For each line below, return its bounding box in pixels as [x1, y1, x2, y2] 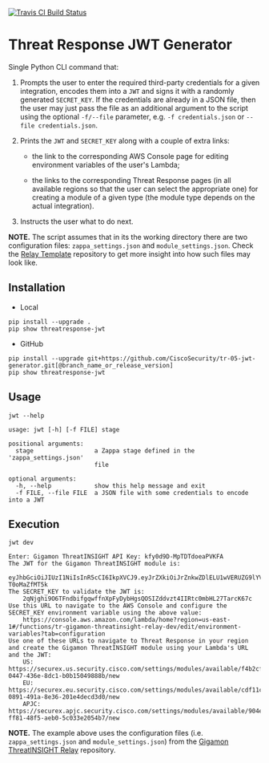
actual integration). [31, 201, 94, 210]
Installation [8, 281, 66, 294]
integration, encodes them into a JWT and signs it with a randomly [19, 86, 235, 95]
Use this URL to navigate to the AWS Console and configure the [8, 602, 227, 610]
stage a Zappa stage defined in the [15, 446, 195, 455]
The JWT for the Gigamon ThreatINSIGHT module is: [8, 560, 181, 568]
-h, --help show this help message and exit [15, 481, 206, 489]
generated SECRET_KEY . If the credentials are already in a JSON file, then [19, 95, 256, 104]
